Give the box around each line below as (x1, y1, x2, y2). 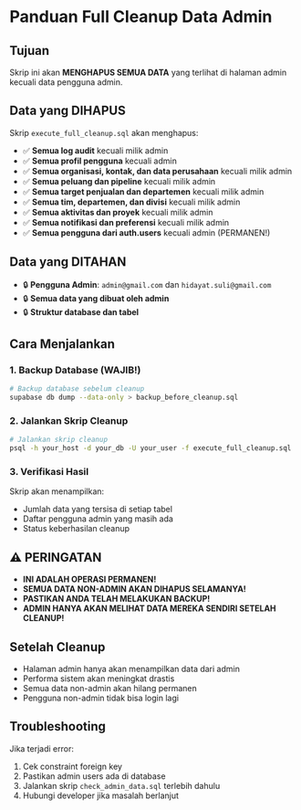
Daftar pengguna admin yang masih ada (22, 513, 173, 524)
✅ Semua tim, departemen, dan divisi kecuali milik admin (22, 196, 241, 207)
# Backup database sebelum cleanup (9, 384, 145, 394)
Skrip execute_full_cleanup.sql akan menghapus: (9, 127, 199, 138)
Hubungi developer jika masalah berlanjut (22, 790, 180, 801)
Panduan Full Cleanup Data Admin (9, 6, 273, 27)
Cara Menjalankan (9, 336, 116, 352)
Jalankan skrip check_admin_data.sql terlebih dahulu (22, 780, 221, 791)
